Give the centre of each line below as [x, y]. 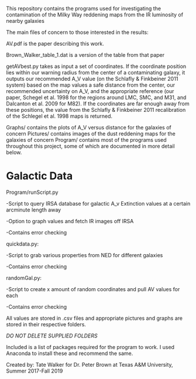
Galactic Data [39, 176]
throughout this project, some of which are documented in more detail [90, 146]
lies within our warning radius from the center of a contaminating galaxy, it [96, 72]
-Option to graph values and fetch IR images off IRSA [70, 221]
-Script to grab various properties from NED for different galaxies [85, 255]
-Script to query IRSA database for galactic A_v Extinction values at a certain [98, 203]
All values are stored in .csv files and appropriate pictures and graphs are [94, 318]
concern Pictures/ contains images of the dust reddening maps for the [91, 134]
